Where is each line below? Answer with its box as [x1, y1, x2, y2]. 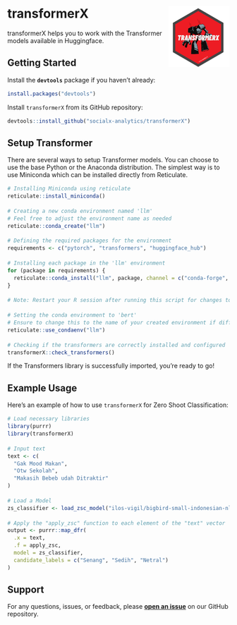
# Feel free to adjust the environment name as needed [7, 214, 172, 222]
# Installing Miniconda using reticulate [7, 186, 131, 193]
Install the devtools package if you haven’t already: [7, 75, 156, 84]
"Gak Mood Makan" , [13, 460, 68, 467]
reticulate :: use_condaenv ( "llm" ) [7, 327, 106, 334]
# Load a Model [7, 497, 52, 504]
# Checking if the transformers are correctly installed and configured [7, 341, 226, 348]
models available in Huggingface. [7, 36, 104, 44]
